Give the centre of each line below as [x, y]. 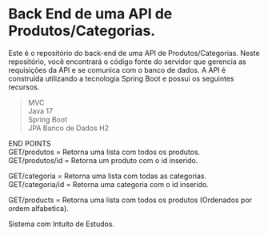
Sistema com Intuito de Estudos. [61, 224]
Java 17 [40, 111]
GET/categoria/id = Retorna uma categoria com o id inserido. [109, 184]
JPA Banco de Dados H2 [68, 128]
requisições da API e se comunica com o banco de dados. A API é [117, 70]
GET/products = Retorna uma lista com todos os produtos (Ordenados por [130, 200]
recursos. [24, 87]
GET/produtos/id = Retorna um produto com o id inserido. [103, 160]
